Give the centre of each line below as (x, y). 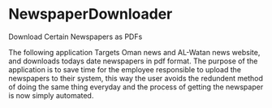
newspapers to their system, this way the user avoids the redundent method (136, 78)
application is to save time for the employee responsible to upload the (125, 69)
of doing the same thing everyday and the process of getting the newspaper (136, 87)
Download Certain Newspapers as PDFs (76, 37)
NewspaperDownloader (91, 14)
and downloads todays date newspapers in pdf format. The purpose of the (133, 61)
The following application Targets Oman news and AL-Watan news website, (134, 52)
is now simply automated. (51, 95)
